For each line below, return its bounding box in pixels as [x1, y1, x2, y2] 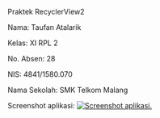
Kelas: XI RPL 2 [7, 38, 58, 48]
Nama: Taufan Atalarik [7, 23, 82, 32]
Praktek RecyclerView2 [7, 7, 86, 16]
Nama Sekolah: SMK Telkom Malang [7, 85, 128, 95]
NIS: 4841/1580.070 [7, 70, 74, 79]
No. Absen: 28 [7, 54, 56, 63]
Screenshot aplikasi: [7, 101, 75, 110]
